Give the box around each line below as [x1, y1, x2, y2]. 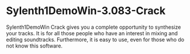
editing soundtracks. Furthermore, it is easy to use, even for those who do [6, 36, 185, 43]
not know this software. [6, 42, 63, 49]
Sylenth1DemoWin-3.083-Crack [6, 4, 165, 18]
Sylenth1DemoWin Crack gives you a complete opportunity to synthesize [6, 23, 181, 31]
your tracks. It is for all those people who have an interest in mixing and [6, 29, 178, 36]
